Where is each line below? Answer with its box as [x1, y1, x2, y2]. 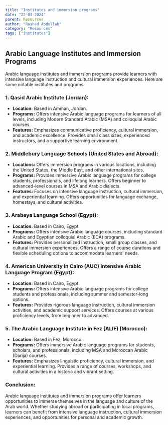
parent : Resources [5, 17, 44, 22]
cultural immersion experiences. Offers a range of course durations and [12, 245, 161, 251]
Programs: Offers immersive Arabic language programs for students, [12, 342, 155, 348]
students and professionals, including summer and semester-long [12, 291, 148, 297]
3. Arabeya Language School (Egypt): [5, 212, 99, 219]
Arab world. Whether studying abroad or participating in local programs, [5, 403, 154, 409]
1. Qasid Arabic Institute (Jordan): [5, 94, 89, 101]
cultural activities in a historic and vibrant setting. [12, 369, 114, 375]
